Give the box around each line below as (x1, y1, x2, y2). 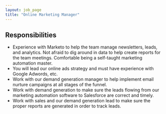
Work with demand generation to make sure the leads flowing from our (12, 87, 159, 93)
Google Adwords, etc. (12, 71, 58, 77)
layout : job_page (5, 7, 42, 13)
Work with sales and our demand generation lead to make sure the (12, 98, 151, 104)
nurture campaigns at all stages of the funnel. (12, 82, 107, 88)
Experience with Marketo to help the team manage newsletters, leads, (12, 44, 157, 50)
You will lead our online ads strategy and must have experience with (12, 66, 154, 72)
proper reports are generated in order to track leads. (12, 103, 122, 109)
